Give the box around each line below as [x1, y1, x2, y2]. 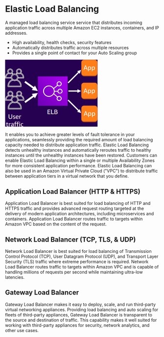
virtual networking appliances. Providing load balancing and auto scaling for [5, 307, 159, 313]
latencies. [5, 274, 25, 280]
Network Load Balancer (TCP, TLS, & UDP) [5, 235, 136, 244]
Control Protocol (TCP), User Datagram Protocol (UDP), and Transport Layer [5, 253, 159, 260]
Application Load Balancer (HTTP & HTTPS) [5, 187, 141, 196]
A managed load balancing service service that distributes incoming [5, 20, 142, 25]
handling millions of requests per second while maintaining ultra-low [5, 269, 143, 275]
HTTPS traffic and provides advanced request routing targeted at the [5, 205, 144, 211]
